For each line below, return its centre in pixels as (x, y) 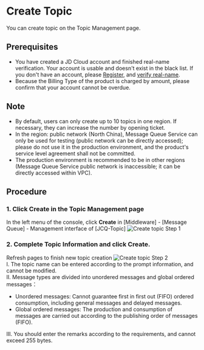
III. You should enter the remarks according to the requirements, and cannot (101, 334)
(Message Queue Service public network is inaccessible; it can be (98, 166)
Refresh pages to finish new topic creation (59, 257)
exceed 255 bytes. (29, 340)
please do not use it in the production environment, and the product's (102, 147)
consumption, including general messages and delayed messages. (98, 303)
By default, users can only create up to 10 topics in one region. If (96, 121)
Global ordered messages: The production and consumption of (94, 309)
